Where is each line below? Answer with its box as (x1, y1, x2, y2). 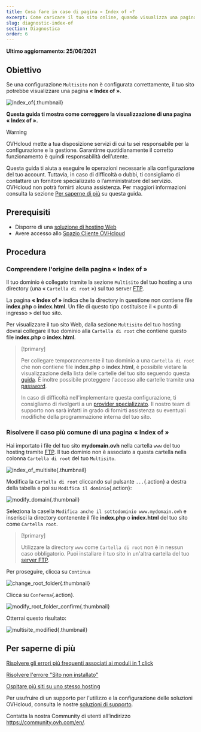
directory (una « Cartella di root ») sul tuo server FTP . (6, 285, 145, 292)
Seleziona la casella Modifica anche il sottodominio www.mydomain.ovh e (6, 508, 187, 515)
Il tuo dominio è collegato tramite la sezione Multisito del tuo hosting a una (6, 278, 193, 286)
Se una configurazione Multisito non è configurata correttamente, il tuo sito (6, 80, 194, 88)
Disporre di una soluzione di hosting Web (14, 223, 117, 230)
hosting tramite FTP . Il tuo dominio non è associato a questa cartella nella (6, 448, 187, 455)
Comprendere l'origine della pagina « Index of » (6, 265, 148, 274)
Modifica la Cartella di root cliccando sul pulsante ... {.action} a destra (6, 478, 187, 485)
